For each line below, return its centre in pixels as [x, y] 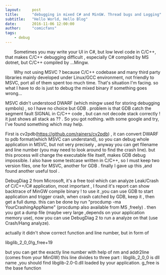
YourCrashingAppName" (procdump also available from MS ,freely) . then [81, 207]
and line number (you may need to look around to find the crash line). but [80, 150]
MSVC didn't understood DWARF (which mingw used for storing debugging [83, 103]
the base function [23, 268]
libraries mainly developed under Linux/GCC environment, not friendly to [80, 77]
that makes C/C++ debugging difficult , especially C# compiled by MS [77, 57]
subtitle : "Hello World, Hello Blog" [47, 19]
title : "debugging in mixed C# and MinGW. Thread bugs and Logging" [83, 14]
